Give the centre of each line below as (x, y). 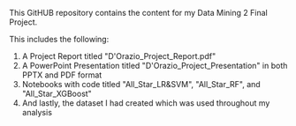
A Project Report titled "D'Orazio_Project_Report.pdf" (119, 56)
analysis (37, 112)
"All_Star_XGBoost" (57, 93)
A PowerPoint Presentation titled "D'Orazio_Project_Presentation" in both (155, 66)
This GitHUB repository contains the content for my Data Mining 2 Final (138, 13)
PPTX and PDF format (62, 75)
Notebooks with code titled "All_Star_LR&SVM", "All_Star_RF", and (141, 84)
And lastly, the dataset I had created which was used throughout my (146, 103)
